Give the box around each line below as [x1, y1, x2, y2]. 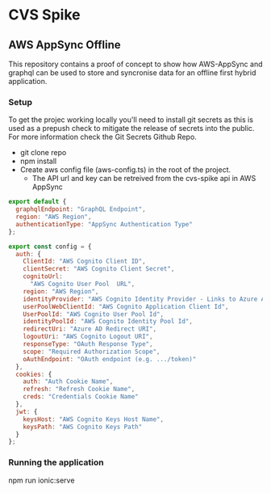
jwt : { [15, 407, 38, 415]
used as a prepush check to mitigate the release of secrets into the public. [8, 124, 255, 133]
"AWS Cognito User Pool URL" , [29, 280, 135, 289]
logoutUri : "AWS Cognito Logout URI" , [23, 333, 153, 341]
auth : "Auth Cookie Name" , [23, 377, 114, 386]
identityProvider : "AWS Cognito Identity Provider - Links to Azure [23, 295, 258, 303]
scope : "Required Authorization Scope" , [23, 348, 161, 356]
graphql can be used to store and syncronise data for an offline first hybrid [8, 68, 256, 78]
